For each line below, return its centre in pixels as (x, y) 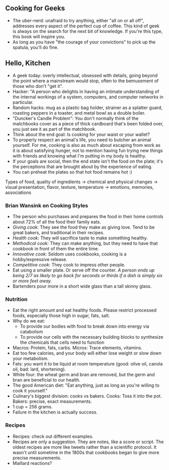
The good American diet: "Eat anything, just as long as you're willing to (86, 385)
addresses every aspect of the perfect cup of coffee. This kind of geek (86, 26)
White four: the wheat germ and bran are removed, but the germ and (83, 375)
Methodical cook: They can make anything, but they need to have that (85, 243)
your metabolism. (30, 358)
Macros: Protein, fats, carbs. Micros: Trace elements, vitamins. (77, 348)
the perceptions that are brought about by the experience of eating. (82, 167)
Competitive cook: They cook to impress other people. (69, 265)
